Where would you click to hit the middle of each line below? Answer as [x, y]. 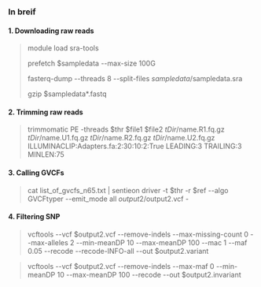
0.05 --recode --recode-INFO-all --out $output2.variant [118, 251]
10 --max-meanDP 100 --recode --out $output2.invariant [149, 274]
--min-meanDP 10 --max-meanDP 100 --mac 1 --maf [162, 242]
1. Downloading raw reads [51, 31]
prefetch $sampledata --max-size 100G [91, 63]
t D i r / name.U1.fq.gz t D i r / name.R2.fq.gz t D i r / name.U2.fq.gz [121, 138]
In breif [22, 12]
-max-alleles [48, 242]
